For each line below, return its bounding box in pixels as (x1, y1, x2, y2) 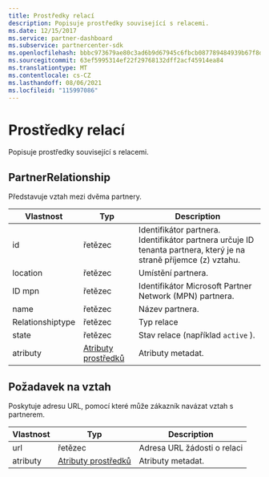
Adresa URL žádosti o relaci (139, 442, 243, 453)
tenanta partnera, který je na (139, 245, 246, 256)
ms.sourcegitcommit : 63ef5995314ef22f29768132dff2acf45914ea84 (8, 57, 224, 65)
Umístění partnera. (139, 268, 209, 279)
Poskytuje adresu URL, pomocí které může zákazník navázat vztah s (8, 401, 234, 410)
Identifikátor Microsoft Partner (139, 281, 252, 292)
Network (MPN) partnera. (139, 290, 235, 301)
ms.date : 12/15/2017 (8, 26, 78, 34)
